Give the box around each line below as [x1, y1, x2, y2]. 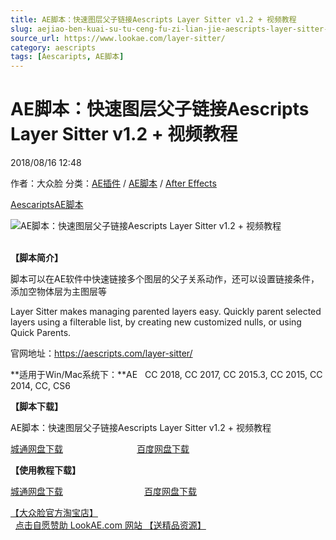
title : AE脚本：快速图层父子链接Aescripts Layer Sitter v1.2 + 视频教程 [10, 14, 297, 25]
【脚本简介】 [10, 252, 63, 264]
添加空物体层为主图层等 [10, 286, 107, 298]
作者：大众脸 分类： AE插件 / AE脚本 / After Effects [10, 177, 217, 190]
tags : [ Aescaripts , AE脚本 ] [10, 52, 125, 62]
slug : [10, 24, 33, 34]
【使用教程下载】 [10, 464, 81, 476]
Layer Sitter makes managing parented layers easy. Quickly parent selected [10, 306, 322, 318]
